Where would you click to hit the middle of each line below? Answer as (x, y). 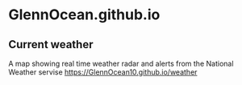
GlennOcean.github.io (84, 15)
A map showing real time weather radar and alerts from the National (121, 63)
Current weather (51, 45)
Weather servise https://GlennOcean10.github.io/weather (103, 72)
